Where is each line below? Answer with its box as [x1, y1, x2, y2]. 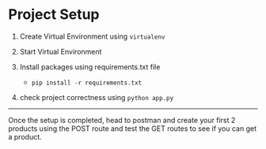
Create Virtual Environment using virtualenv [19, 32, 165, 41]
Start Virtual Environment [19, 47, 102, 56]
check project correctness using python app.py [19, 92, 174, 102]
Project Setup [8, 6, 101, 24]
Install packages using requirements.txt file [19, 61, 161, 72]
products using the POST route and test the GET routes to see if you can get [8, 124, 257, 133]
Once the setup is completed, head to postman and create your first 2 [8, 115, 236, 125]
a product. [8, 132, 42, 141]
